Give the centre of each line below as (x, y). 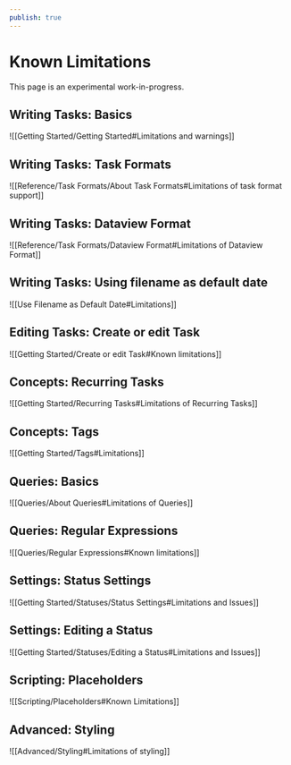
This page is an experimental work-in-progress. (97, 87)
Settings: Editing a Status (81, 630)
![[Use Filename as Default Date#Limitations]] (93, 304)
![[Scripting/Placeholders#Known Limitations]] (95, 701)
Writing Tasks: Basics (71, 114)
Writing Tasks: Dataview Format (100, 223)
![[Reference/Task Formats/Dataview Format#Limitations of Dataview (136, 245)
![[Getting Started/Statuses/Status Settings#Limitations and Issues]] (134, 602)
